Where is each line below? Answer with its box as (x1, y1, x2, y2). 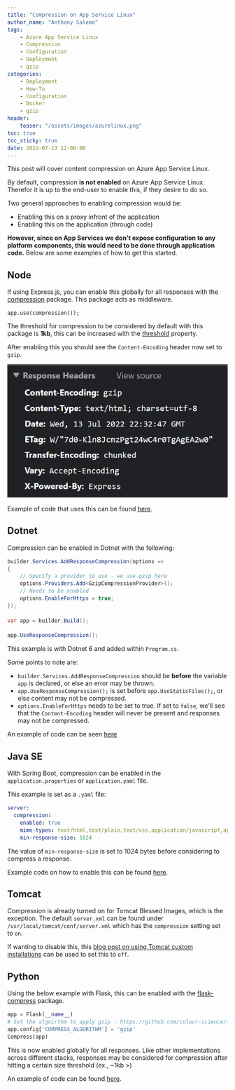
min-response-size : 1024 (20, 834, 92, 841)
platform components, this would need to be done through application (7, 241, 215, 250)
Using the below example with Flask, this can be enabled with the (7, 989, 196, 997)
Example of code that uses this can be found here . (7, 504, 152, 513)
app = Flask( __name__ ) (7, 1011, 73, 1018)
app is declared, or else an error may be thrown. (17, 679, 155, 687)
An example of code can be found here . (7, 1074, 122, 1083)
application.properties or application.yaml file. (7, 776, 148, 785)
